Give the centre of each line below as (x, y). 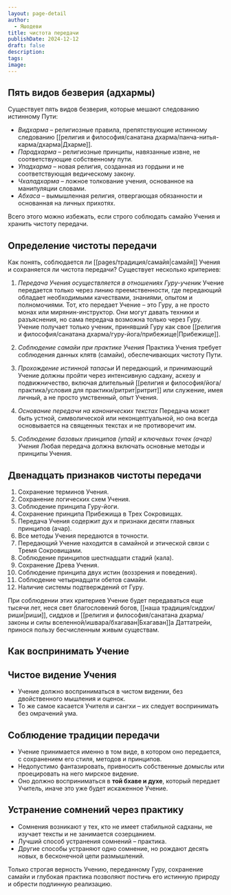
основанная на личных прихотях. (66, 203)
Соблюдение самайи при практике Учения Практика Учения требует (120, 348)
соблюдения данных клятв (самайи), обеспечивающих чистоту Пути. (120, 355)
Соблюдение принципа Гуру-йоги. (68, 507)
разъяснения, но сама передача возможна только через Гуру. (110, 320)
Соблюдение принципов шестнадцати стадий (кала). (96, 558)
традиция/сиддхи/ (188, 608)
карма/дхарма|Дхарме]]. (55, 145)
